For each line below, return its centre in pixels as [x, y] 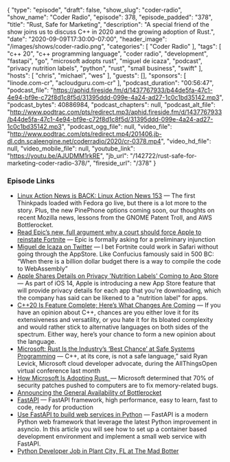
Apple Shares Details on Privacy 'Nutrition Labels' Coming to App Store [118, 276]
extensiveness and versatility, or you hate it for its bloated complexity [115, 320]
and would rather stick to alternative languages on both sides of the [113, 327]
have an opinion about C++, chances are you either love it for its [108, 312]
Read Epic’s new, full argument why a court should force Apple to [109, 232]
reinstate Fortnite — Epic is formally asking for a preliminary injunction [116, 240]
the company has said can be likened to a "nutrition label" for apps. [112, 298]
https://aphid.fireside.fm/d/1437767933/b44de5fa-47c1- [133, 90]
